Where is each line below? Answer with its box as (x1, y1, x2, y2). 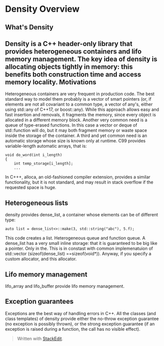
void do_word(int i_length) (5, 153, 63, 158)
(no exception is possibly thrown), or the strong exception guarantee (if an (5, 320, 155, 327)
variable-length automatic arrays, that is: (5, 143, 87, 149)
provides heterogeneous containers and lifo (5, 47, 142, 55)
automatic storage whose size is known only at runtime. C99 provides (5, 138, 146, 144)
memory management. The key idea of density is (5, 55, 158, 63)
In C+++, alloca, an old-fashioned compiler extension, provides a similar (5, 174, 151, 180)
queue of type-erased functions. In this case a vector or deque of (5, 122, 138, 128)
